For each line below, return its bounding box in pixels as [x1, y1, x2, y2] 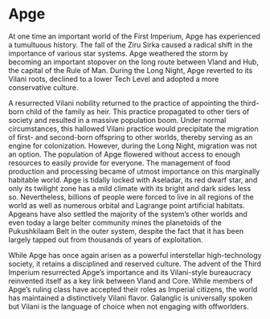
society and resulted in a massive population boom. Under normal [8, 115, 227, 125]
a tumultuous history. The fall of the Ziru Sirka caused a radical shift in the [8, 39, 253, 49]
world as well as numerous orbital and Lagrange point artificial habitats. [8, 200, 245, 210]
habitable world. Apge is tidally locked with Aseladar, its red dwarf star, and [8, 174, 258, 185]
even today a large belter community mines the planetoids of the [8, 218, 223, 227]
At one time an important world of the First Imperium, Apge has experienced [8, 31, 261, 41]
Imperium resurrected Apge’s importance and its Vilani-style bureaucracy [8, 267, 252, 277]
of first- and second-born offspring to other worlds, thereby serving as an [8, 132, 253, 141]
